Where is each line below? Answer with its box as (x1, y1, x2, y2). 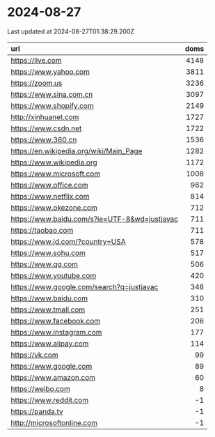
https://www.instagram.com (10, 327, 102, 337)
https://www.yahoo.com (10, 67, 90, 77)
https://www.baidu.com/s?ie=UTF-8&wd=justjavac (10, 214, 179, 224)
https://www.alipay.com (10, 339, 89, 348)
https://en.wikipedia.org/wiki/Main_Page (10, 146, 143, 155)
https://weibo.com (10, 384, 71, 394)
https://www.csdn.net (10, 123, 82, 133)
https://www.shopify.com (10, 100, 94, 110)
